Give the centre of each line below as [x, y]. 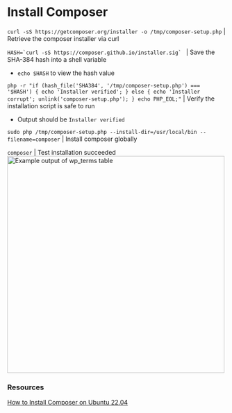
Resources [26, 387]
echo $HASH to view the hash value [66, 73]
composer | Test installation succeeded [61, 152]
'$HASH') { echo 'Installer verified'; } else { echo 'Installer [103, 92]
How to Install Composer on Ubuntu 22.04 [68, 403]
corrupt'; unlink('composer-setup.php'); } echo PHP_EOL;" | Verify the [111, 99]
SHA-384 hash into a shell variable [57, 59]
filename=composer [34, 140]
